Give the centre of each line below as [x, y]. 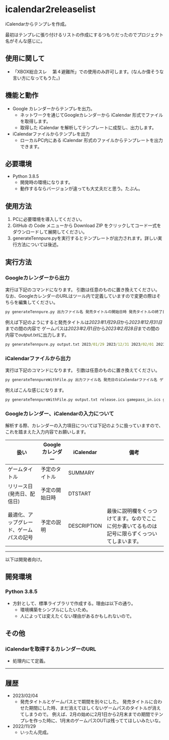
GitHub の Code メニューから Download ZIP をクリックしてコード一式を [87, 225]
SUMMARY [81, 473]
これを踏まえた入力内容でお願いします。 [47, 432]
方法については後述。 [39, 245]
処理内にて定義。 [30, 661]
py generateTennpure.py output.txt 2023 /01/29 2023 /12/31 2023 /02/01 [80, 344]
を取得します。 [35, 121]
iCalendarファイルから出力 [38, 358]
